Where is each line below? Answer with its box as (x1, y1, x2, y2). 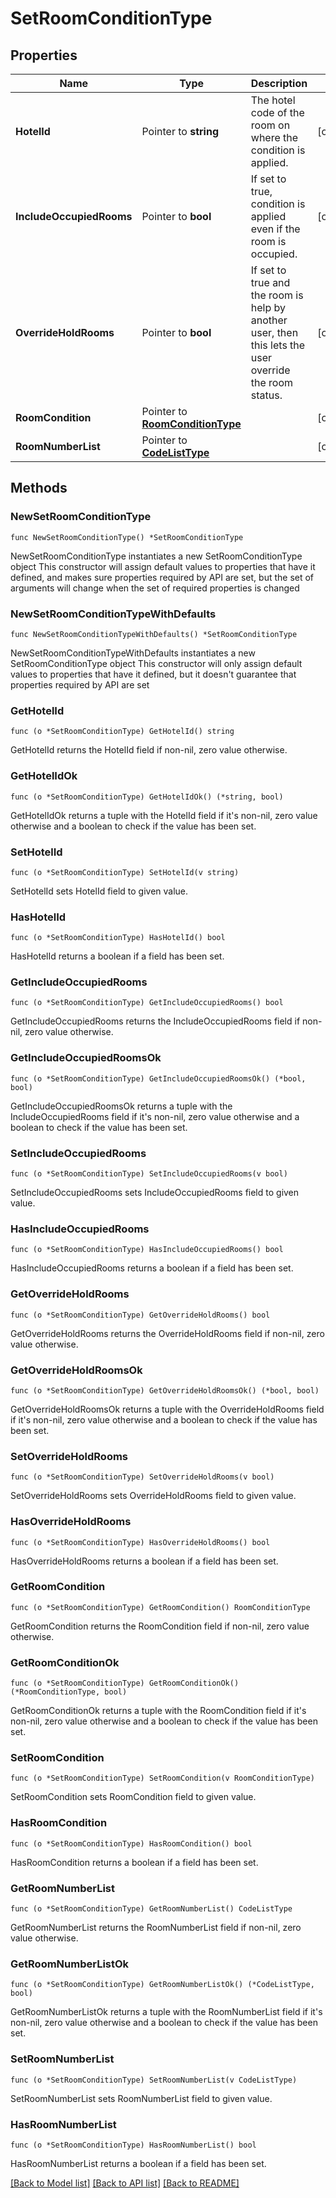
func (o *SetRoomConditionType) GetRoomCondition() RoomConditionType (10, 1602, 311, 1612)
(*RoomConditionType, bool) (10, 1687, 128, 1697)
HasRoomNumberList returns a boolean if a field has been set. (10, 2157, 267, 2169)
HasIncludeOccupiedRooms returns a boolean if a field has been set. (10, 1262, 294, 1274)
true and (250, 276, 291, 289)
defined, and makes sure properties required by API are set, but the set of (10, 571, 315, 583)
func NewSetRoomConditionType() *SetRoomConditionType (10, 532, 244, 542)
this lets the (250, 338, 306, 352)
